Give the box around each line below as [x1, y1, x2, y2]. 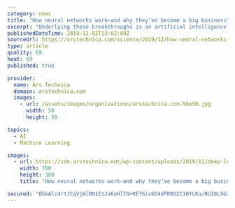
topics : [7, 126, 30, 133]
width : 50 [25, 107, 55, 114]
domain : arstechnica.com [13, 88, 86, 95]
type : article [7, 43, 49, 50]
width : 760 [20, 165, 52, 172]
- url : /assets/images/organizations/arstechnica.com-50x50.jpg [20, 101, 211, 108]
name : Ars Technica [13, 81, 71, 88]
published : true [7, 62, 55, 69]
